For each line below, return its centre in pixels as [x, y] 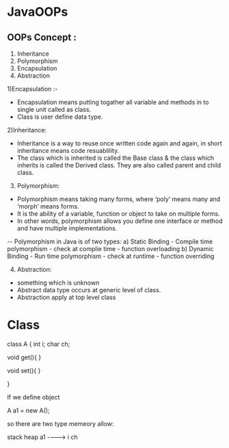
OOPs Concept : [42, 37]
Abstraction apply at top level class [66, 297]
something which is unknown [58, 283]
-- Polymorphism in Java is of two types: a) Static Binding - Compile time [110, 241]
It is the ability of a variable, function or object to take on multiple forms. [118, 214]
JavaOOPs [38, 12]
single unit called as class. [54, 109]
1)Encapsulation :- [32, 89]
